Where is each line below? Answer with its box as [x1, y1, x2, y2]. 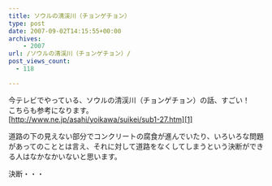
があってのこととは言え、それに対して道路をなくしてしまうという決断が [8, 141, 250, 151]
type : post [8, 19, 45, 28]
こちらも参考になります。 [8, 105, 93, 115]
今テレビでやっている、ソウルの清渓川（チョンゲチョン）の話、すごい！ [8, 95, 250, 105]
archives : [8, 34, 42, 43]
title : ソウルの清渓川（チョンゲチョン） [8, 11, 132, 20]
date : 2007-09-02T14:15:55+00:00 [8, 27, 122, 35]
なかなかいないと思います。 [29, 151, 122, 161]
